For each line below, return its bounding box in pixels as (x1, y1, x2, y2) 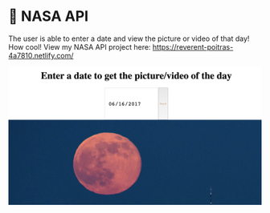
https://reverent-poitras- (152, 42, 234, 51)
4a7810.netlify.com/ (8, 50, 74, 60)
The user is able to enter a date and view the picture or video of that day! (8, 34, 250, 43)
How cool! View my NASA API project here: (8, 42, 151, 51)
